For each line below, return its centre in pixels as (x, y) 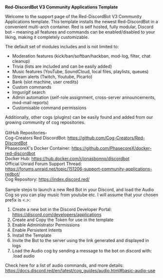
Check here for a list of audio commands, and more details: (64, 265)
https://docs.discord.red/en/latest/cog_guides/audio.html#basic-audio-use (80, 270)
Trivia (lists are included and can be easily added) (62, 66)
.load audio (23, 256)
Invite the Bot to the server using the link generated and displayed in (81, 240)
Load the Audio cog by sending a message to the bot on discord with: (82, 251)
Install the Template (32, 235)
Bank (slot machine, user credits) (45, 82)
